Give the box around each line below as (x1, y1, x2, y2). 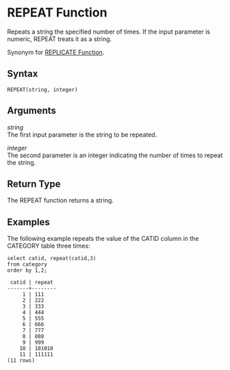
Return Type (7, 178, 61, 189)
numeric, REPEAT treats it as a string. (7, 34, 112, 43)
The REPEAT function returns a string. (7, 196, 114, 205)
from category (7, 261, 48, 268)
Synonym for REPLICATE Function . (7, 48, 105, 56)
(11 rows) (7, 357, 36, 365)
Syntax (7, 68, 38, 80)
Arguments (7, 105, 57, 117)
